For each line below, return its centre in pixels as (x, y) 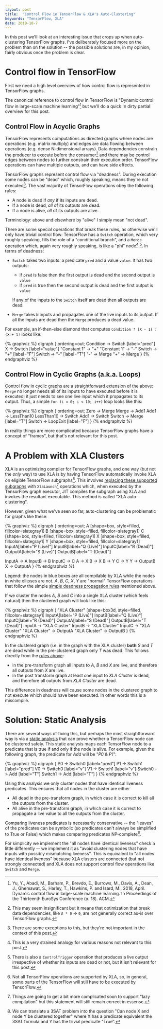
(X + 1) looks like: (23, 334)
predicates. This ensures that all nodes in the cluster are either (67, 788)
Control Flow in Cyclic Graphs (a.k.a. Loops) (73, 374)
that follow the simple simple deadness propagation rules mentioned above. (81, 586)
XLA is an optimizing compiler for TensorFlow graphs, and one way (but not (81, 469)
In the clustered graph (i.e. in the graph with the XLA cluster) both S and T (79, 645)
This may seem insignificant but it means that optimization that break (81, 908)
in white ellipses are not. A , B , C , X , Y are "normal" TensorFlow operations (79, 581)
